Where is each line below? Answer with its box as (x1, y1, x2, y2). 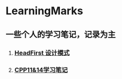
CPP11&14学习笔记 (14, 66, 68, 74)
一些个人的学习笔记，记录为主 (5, 29, 116, 39)
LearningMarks (5, 4, 83, 18)
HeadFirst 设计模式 (14, 49, 70, 57)
